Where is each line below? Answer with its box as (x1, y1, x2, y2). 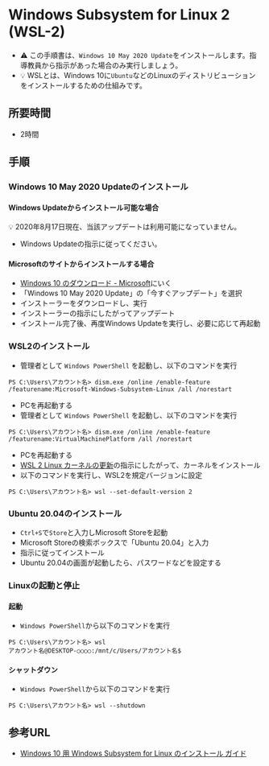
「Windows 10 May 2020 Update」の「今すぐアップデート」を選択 (19, 288, 243, 299)
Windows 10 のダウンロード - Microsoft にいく (19, 278, 172, 288)
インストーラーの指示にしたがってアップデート (19, 308, 176, 319)
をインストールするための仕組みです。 (19, 80, 147, 90)
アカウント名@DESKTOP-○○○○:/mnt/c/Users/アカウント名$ (8, 647, 182, 655)
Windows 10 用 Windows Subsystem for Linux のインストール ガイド (19, 748, 247, 758)
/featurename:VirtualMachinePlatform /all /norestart (8, 434, 193, 443)
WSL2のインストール (8, 340, 90, 352)
